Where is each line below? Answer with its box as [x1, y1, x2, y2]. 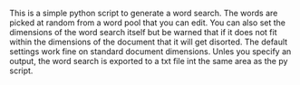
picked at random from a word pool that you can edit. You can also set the [9, 17, 286, 28]
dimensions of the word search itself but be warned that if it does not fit [9, 27, 277, 37]
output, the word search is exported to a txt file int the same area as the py [9, 56, 288, 66]
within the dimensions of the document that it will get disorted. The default [9, 36, 288, 47]
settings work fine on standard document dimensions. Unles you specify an [9, 46, 292, 57]
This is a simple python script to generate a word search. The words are [9, 8, 278, 18]
